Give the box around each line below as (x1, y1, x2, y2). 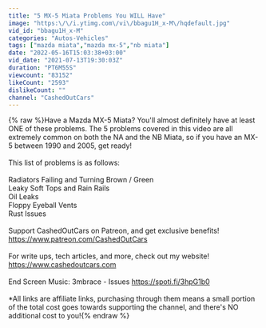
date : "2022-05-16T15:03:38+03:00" (8, 49, 127, 57)
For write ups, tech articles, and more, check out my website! (8, 251, 210, 261)
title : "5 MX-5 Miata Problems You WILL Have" (8, 11, 166, 20)
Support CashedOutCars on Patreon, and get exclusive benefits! (8, 226, 220, 236)
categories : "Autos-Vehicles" (8, 34, 109, 42)
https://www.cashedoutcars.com (8, 260, 117, 270)
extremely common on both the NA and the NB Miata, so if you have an (8, 133, 243, 142)
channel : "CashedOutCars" (8, 94, 94, 102)
